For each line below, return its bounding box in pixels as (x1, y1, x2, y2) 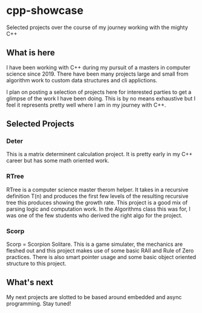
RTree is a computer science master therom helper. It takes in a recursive (6, 186, 189, 193)
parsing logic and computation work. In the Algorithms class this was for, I (6, 205, 191, 213)
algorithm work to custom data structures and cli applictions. (6, 76, 158, 84)
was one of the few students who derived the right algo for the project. (6, 211, 183, 219)
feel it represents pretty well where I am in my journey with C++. (6, 101, 166, 108)
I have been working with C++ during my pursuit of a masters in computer (6, 64, 191, 71)
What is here (6, 48, 56, 58)
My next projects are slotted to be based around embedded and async (6, 293, 182, 300)
